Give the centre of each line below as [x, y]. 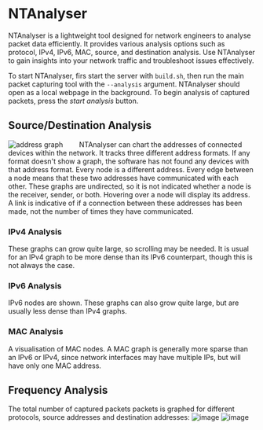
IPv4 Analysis [35, 231]
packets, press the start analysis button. [73, 101]
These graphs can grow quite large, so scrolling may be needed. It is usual [129, 249]
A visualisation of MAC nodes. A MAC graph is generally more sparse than [128, 349]
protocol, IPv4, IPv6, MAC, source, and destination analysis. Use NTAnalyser [131, 52]
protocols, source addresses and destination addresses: [99, 417]
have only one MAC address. [55, 366]
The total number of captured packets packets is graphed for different [122, 409]
